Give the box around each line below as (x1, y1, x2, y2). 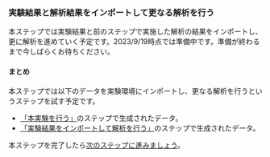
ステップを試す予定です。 (15, 96, 100, 106)
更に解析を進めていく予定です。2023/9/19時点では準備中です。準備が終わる (8, 37, 260, 46)
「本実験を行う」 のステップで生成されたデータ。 (19, 113, 183, 123)
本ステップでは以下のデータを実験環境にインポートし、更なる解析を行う (8, 86, 248, 95)
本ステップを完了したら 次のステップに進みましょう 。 (8, 140, 185, 150)
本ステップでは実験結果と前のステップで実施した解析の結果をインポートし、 (8, 26, 263, 37)
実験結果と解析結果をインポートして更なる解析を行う (8, 6, 215, 18)
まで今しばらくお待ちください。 (8, 46, 114, 57)
